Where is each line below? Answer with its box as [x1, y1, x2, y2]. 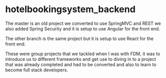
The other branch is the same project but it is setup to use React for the [5, 35, 154, 42]
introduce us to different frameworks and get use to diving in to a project [5, 56, 156, 62]
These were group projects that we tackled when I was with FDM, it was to [5, 51, 160, 57]
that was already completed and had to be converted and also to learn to [5, 61, 156, 67]
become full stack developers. [5, 67, 68, 73]
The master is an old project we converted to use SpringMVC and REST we [5, 20, 161, 26]
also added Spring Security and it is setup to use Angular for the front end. [5, 25, 160, 31]
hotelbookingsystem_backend [5, 4, 136, 15]
